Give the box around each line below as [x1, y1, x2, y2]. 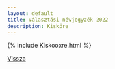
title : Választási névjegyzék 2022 [7, 16, 109, 23]
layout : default [7, 10, 53, 17]
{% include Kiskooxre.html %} [7, 42, 92, 50]
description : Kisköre [7, 23, 69, 29]
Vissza [7, 55, 26, 63]
